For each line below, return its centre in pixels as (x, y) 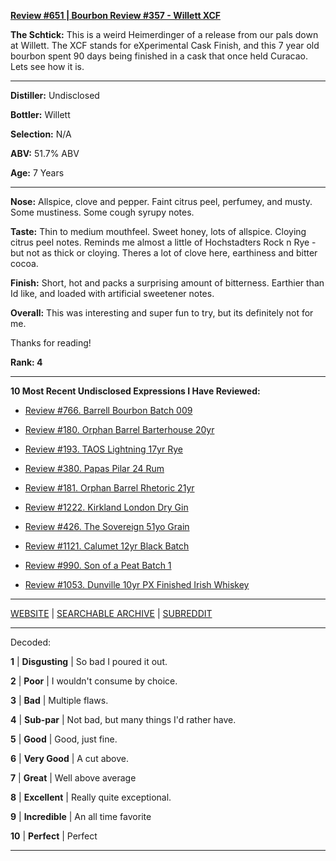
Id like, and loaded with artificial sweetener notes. (112, 293)
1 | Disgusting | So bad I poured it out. (89, 661)
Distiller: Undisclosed (55, 95)
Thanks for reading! (51, 343)
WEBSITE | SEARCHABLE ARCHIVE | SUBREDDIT (111, 613)
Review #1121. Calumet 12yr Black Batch (107, 546)
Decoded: (30, 642)
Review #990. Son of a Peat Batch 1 (98, 565)
